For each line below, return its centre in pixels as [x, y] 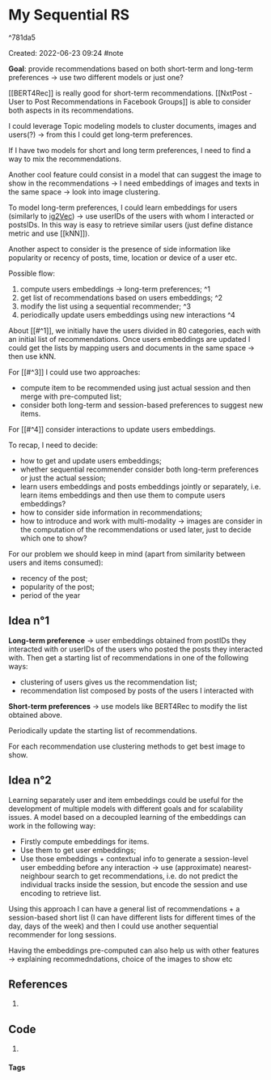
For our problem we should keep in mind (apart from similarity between [127, 553]
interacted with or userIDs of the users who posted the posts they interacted [135, 649]
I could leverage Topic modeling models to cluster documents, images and [133, 126]
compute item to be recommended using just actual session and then [135, 387]
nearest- [238, 867]
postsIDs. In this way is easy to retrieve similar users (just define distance [131, 224]
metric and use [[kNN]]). [49, 233]
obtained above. [36, 715]
